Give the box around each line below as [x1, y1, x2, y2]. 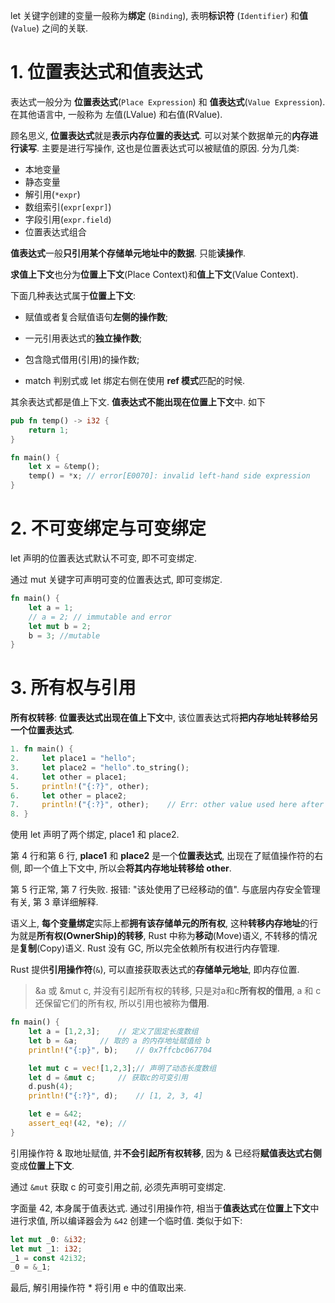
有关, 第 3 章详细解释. [10, 896, 99, 908]
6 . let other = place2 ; [10, 790, 128, 801]
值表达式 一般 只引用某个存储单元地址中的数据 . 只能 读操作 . [10, 247, 247, 259]
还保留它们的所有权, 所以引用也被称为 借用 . [34, 997, 210, 1009]
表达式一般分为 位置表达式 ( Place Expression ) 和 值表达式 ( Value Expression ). [10, 95, 326, 108]
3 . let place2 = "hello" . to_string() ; [10, 762, 190, 773]
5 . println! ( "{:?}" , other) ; [10, 781, 150, 791]
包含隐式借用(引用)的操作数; [24, 353, 140, 365]
